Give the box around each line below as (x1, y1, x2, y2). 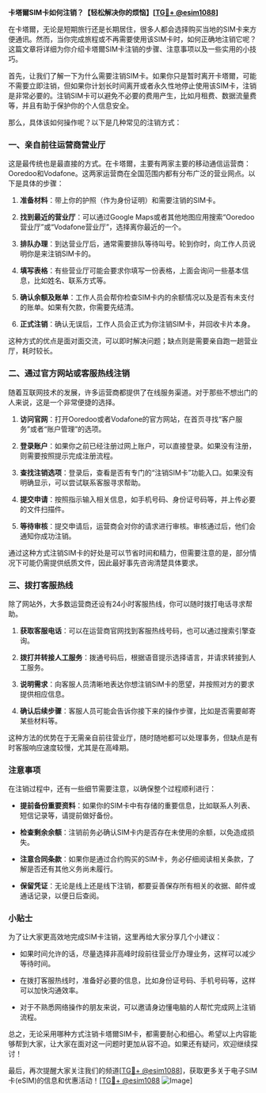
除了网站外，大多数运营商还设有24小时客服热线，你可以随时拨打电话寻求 (8, 598, 246, 609)
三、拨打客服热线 (8, 579, 74, 590)
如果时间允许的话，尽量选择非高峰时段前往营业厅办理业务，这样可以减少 (19, 949, 256, 958)
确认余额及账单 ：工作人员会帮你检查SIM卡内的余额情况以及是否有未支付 (19, 292, 255, 302)
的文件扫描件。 (19, 504, 69, 514)
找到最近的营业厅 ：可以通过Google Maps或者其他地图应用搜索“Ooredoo (19, 212, 255, 222)
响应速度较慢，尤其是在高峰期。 (28, 743, 133, 752)
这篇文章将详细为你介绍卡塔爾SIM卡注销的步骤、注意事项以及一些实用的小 (8, 44, 250, 54)
